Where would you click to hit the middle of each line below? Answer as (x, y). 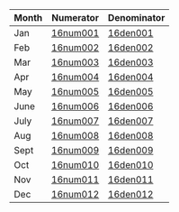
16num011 (75, 180)
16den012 (130, 194)
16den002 (130, 47)
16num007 (75, 121)
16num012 (75, 194)
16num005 (75, 92)
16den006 (130, 106)
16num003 (75, 62)
